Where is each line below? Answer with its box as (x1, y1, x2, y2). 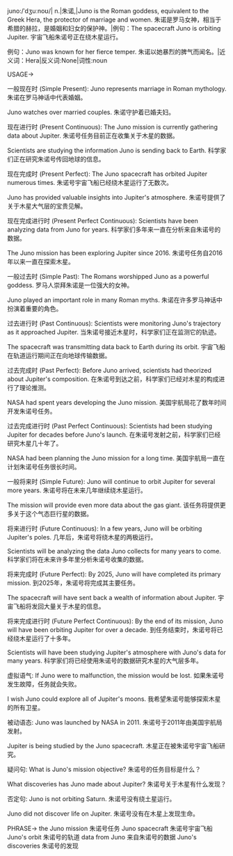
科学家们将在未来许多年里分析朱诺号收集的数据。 (7, 556, 147, 563)
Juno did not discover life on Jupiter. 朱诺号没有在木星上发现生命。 (7, 809, 200, 818)
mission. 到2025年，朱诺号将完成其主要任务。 (7, 579, 139, 587)
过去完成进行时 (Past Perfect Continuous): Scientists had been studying (7, 422, 212, 430)
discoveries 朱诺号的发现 (7, 841, 79, 850)
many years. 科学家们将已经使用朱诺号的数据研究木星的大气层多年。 (7, 656, 203, 665)
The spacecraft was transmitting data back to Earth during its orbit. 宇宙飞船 (7, 343, 226, 350)
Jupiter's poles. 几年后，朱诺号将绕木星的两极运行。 (7, 533, 157, 541)
